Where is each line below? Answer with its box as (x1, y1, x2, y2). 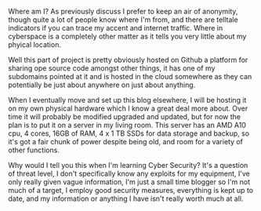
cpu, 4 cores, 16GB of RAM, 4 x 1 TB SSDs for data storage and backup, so (8, 129, 249, 138)
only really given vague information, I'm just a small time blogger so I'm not (8, 177, 251, 187)
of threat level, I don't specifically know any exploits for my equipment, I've (8, 169, 251, 178)
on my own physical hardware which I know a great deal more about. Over (8, 104, 248, 113)
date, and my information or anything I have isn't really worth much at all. (8, 194, 244, 203)
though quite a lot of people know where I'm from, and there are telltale (8, 15, 238, 24)
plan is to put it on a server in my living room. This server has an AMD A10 (8, 121, 247, 129)
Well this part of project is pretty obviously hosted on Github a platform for (8, 55, 248, 64)
